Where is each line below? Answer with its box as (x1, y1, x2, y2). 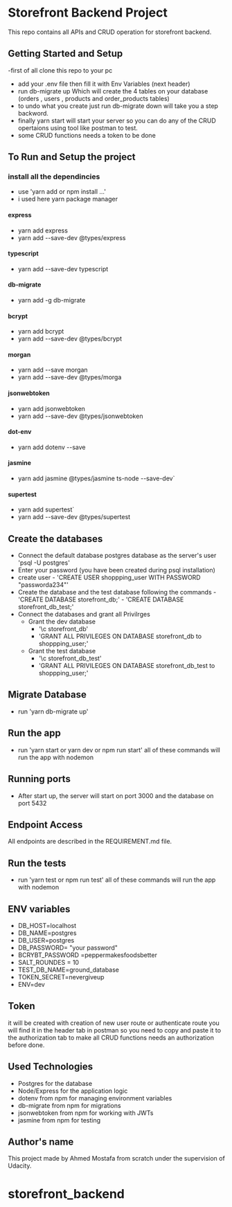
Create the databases (8, 533, 103, 545)
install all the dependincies (8, 172, 100, 181)
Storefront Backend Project (8, 5, 168, 21)
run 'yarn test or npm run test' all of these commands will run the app (17, 875, 216, 884)
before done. (8, 1040, 45, 1049)
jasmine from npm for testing (17, 1116, 101, 1124)
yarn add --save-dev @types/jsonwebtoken (17, 412, 143, 420)
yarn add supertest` (17, 505, 75, 514)
